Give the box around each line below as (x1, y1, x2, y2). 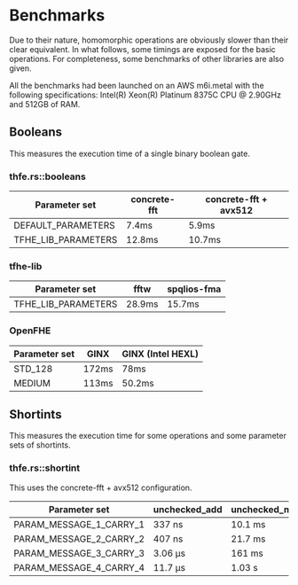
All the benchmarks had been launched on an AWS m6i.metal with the (9, 80, 264, 90)
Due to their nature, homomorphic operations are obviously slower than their (9, 35, 289, 45)
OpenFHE (9, 324, 51, 337)
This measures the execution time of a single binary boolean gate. (9, 148, 251, 159)
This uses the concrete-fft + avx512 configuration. (9, 482, 192, 493)
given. (9, 63, 33, 74)
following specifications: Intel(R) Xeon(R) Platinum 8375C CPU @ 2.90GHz (9, 90, 282, 100)
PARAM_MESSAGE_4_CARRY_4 (13, 561, 145, 573)
